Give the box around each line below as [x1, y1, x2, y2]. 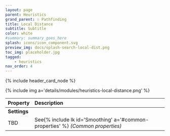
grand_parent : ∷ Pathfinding [5, 17, 67, 22]
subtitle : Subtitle [5, 26, 47, 31]
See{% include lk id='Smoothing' [34, 116, 113, 123]
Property [8, 100, 30, 107]
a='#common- [113, 116, 149, 123]
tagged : [5, 54, 22, 60]
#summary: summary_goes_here [5, 36, 67, 41]
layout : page [5, 7, 33, 13]
